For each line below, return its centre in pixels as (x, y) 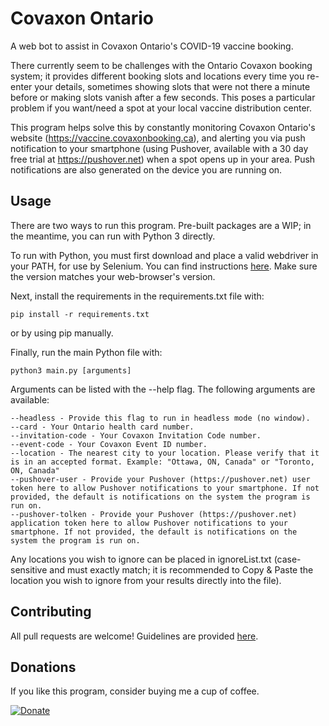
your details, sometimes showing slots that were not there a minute (172, 86)
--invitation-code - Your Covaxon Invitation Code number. (136, 435)
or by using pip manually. (62, 333)
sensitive (29, 569)
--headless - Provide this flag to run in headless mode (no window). (160, 418)
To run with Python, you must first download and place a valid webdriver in (164, 255)
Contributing (51, 612)
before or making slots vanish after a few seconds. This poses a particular (163, 97)
